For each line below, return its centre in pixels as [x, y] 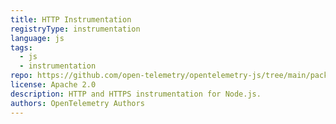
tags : [21, 47]
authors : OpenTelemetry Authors [77, 103]
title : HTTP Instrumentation [71, 19]
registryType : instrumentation [75, 29]
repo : [21, 76]
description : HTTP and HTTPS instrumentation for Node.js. [136, 94]
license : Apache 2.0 [53, 85]
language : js [37, 38]
